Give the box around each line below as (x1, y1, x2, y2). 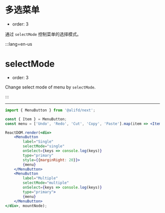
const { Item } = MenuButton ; (5, 117, 67, 122)
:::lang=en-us (5, 41, 33, 47)
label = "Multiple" (23, 176, 58, 181)
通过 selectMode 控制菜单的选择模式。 (5, 31, 82, 37)
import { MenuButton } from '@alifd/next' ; (5, 108, 96, 113)
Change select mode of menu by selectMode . (5, 84, 96, 90)
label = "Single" (23, 139, 54, 144)
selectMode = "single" (23, 144, 65, 149)
